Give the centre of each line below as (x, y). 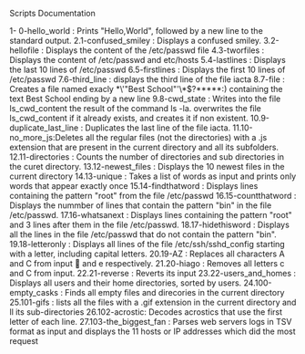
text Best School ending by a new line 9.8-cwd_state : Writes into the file (145, 99)
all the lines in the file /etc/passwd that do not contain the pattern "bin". (143, 234)
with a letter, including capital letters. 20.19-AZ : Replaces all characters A (147, 254)
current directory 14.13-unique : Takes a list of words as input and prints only (153, 176)
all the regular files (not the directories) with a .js (176, 137)
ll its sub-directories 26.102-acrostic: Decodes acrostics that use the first (146, 312)
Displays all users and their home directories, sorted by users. (126, 283)
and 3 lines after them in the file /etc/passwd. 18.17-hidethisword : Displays (149, 224)
